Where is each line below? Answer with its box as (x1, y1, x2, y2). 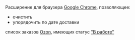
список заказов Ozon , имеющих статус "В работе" (5, 29, 114, 34)
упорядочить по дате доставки (12, 19, 80, 25)
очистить (12, 14, 33, 19)
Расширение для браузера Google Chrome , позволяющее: (5, 4, 131, 10)
